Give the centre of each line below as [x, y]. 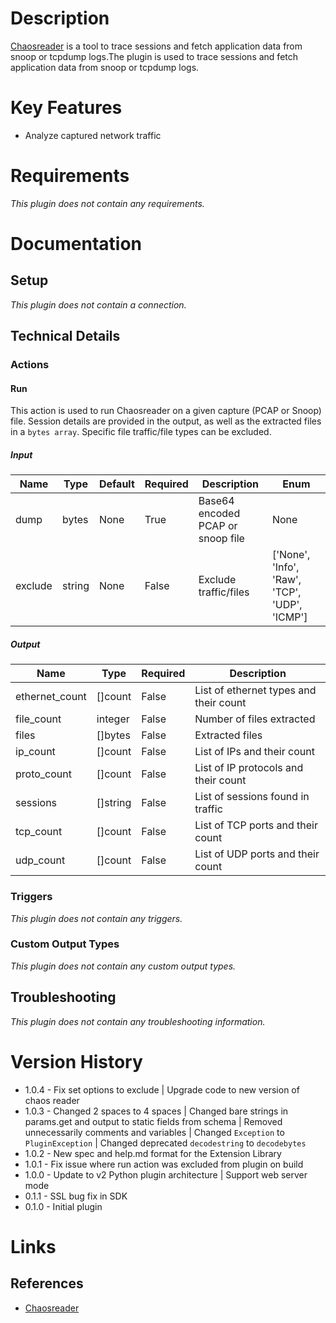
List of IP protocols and [249, 768]
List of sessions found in [252, 797]
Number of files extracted [255, 719]
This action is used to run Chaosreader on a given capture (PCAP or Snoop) [166, 411]
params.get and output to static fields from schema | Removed [153, 1121]
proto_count [43, 774]
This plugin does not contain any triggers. [96, 918]
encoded [219, 514]
